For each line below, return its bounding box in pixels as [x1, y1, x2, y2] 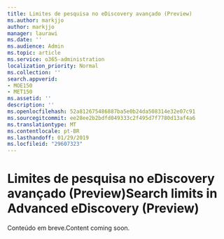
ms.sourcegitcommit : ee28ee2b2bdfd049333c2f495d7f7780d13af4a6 [7, 114, 196, 121]
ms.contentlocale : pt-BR [7, 128, 80, 135]
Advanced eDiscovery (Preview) [7, 200, 199, 217]
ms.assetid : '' [7, 95, 52, 102]
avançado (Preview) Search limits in [7, 186, 218, 202]
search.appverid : [7, 75, 58, 83]
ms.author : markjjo [7, 17, 64, 24]
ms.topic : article [7, 50, 61, 57]
